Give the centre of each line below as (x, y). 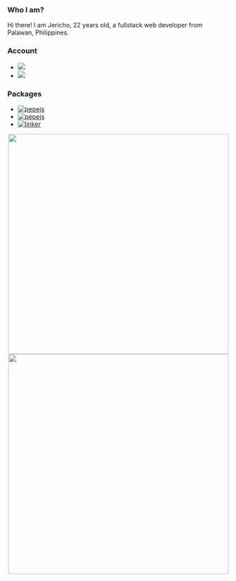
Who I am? (26, 10)
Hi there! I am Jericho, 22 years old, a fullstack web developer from (105, 25)
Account (22, 51)
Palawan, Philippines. (38, 32)
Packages (25, 94)
